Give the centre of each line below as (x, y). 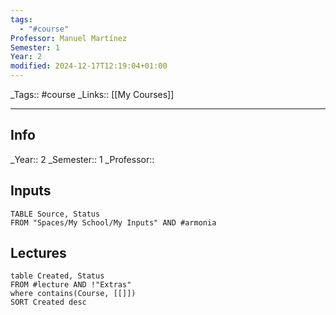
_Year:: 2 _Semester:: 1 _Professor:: (82, 159)
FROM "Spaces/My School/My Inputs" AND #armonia (113, 222)
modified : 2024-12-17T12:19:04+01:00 (89, 66)
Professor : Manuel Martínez (69, 38)
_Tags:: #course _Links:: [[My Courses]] (92, 94)
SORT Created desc (48, 302)
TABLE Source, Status (55, 214)
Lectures (38, 253)
